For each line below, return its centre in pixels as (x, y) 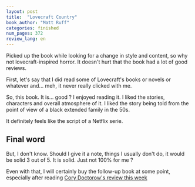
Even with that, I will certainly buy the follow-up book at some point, (88, 171)
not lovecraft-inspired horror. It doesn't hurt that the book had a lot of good (97, 62)
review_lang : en (26, 39)
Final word (26, 140)
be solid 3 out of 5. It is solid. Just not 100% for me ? (70, 160)
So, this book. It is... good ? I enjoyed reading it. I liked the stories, (86, 97)
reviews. (16, 68)
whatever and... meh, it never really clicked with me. (69, 86)
